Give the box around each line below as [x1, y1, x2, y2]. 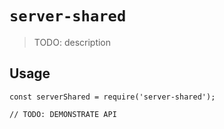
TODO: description [33, 36, 112, 48]
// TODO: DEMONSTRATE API [9, 109, 117, 119]
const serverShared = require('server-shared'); [9, 92, 216, 102]
